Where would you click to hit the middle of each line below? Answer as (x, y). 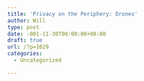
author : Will (27, 21)
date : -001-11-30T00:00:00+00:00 (57, 34)
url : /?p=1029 (28, 47)
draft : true (25, 40)
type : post (23, 27)
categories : (25, 54)
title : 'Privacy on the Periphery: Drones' (73, 14)
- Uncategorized (38, 60)
